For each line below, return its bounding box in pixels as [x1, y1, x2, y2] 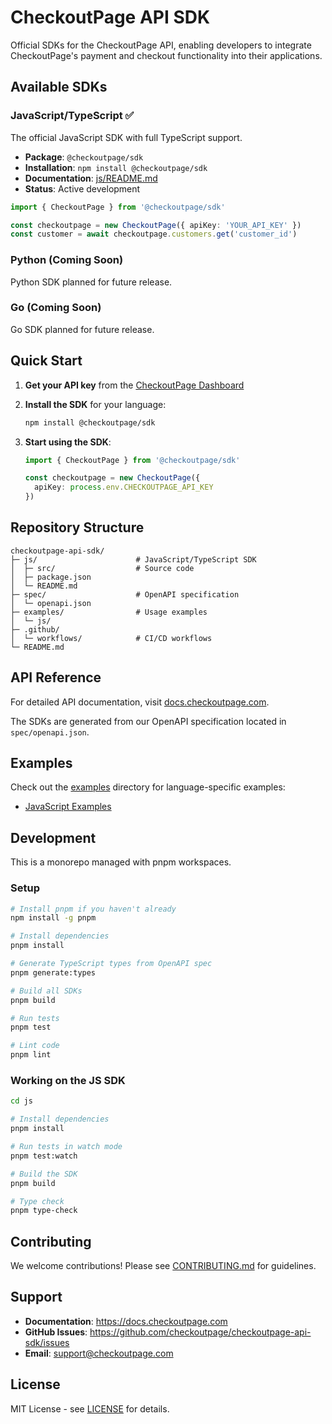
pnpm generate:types [10, 967, 97, 978]
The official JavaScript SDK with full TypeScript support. [10, 131, 243, 143]
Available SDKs [10, 79, 108, 96]
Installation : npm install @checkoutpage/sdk [24, 161, 208, 173]
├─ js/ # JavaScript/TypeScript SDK [10, 554, 257, 565]
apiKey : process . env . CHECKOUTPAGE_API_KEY [34, 482, 214, 493]
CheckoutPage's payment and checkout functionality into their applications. [10, 49, 323, 61]
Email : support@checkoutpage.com [24, 1347, 174, 1359]
